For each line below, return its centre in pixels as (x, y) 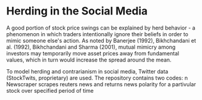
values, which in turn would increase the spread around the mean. (89, 60)
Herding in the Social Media (77, 11)
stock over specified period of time (50, 90)
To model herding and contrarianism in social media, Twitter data (87, 71)
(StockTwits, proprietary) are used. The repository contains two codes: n (97, 78)
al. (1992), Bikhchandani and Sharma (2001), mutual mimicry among (91, 47)
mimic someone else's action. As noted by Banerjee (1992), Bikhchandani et (101, 40)
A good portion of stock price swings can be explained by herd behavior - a (101, 28)
